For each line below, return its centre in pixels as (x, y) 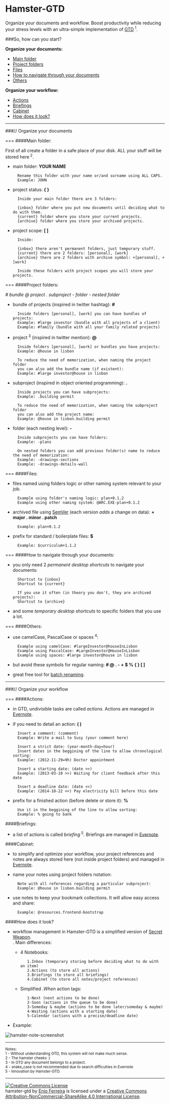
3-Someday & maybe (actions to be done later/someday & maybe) (95, 1007)
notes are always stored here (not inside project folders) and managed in (88, 859)
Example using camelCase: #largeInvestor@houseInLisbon (77, 646)
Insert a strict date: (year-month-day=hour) (66, 746)
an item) (29, 966)
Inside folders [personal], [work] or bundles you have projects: (89, 347)
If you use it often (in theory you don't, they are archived (84, 593)
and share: (24, 903)
